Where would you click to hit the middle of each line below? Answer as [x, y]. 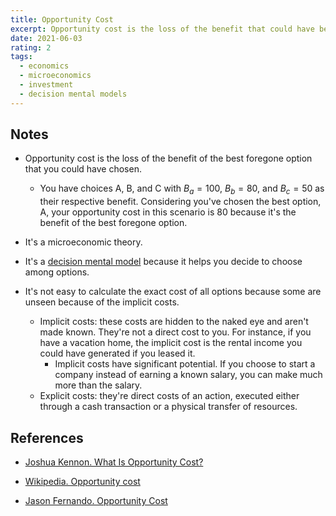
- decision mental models [73, 94]
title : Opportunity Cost [62, 19]
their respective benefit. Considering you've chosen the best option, [180, 202]
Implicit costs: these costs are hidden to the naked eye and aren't [174, 322]
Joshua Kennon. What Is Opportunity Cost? [114, 462]
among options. [57, 272]
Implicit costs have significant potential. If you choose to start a [185, 364]
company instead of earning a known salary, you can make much [188, 375]
